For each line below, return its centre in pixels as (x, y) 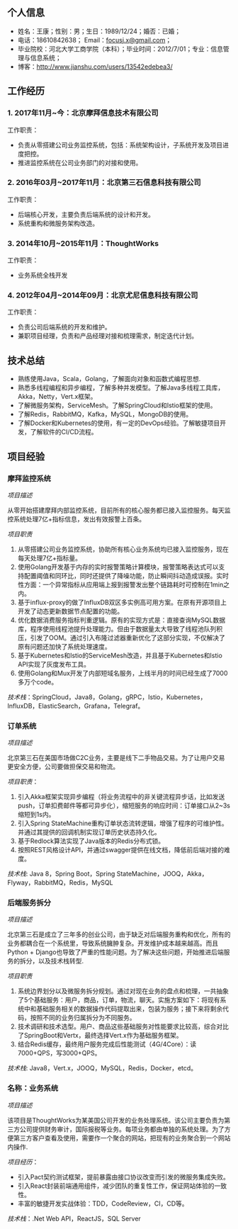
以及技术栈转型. (61, 961)
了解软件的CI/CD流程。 (64, 432)
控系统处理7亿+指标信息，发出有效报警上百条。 (76, 519)
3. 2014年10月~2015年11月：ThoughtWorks (83, 243)
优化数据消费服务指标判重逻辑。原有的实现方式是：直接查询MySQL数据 (121, 620)
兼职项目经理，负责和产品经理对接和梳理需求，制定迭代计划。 (108, 336)
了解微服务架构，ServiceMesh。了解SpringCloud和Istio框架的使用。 (117, 405)
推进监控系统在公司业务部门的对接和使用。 (80, 162)
